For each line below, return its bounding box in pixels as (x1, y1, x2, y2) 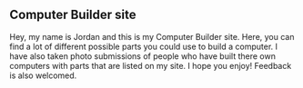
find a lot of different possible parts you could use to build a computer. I (9, 41, 278, 52)
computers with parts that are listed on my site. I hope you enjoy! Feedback (9, 60, 292, 71)
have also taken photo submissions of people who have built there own (9, 50, 276, 62)
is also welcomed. (9, 70, 77, 81)
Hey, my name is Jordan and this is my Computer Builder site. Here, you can (9, 31, 295, 42)
